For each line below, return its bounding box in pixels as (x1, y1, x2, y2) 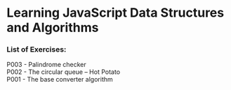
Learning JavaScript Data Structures (6, 5, 225, 21)
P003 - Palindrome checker (6, 61, 87, 69)
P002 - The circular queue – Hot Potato (6, 68, 121, 76)
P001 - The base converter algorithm (6, 75, 113, 84)
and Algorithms (6, 20, 99, 36)
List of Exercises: (6, 45, 67, 54)
